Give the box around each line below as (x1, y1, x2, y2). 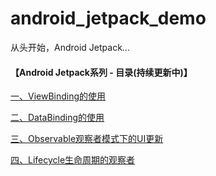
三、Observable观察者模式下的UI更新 (10, 133, 164, 145)
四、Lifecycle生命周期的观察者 (10, 154, 136, 166)
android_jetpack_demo (10, 7, 207, 30)
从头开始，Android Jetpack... (10, 41, 130, 53)
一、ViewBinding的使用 (10, 90, 107, 102)
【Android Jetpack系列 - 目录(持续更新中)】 (10, 66, 193, 78)
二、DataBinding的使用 (10, 112, 105, 124)
